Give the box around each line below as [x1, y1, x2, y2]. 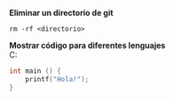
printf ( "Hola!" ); [25, 74, 90, 83]
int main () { [9, 66, 62, 75]
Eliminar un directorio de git [9, 8, 114, 18]
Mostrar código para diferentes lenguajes [9, 40, 166, 50]
